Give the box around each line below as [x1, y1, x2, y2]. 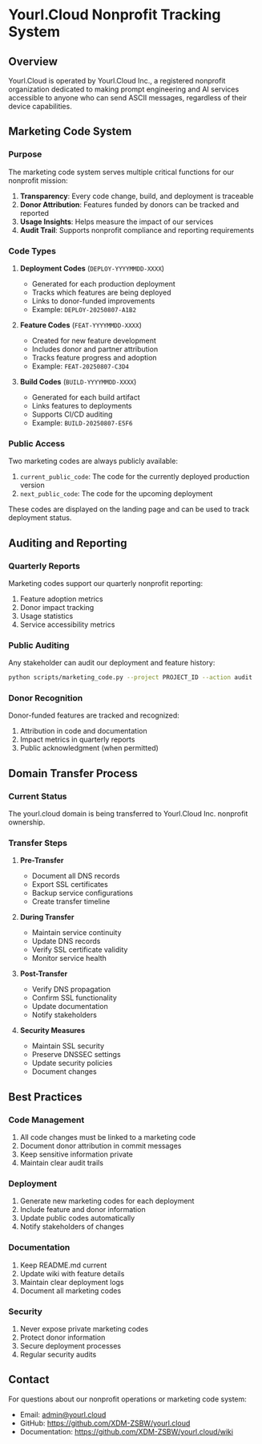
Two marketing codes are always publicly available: [8, 456, 179, 466]
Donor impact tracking [19, 602, 95, 612]
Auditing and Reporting [8, 536, 127, 550]
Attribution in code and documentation [19, 726, 147, 736]
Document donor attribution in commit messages [19, 1141, 182, 1151]
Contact [8, 1373, 50, 1386]
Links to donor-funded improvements [31, 295, 155, 306]
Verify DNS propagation [31, 985, 111, 995]
